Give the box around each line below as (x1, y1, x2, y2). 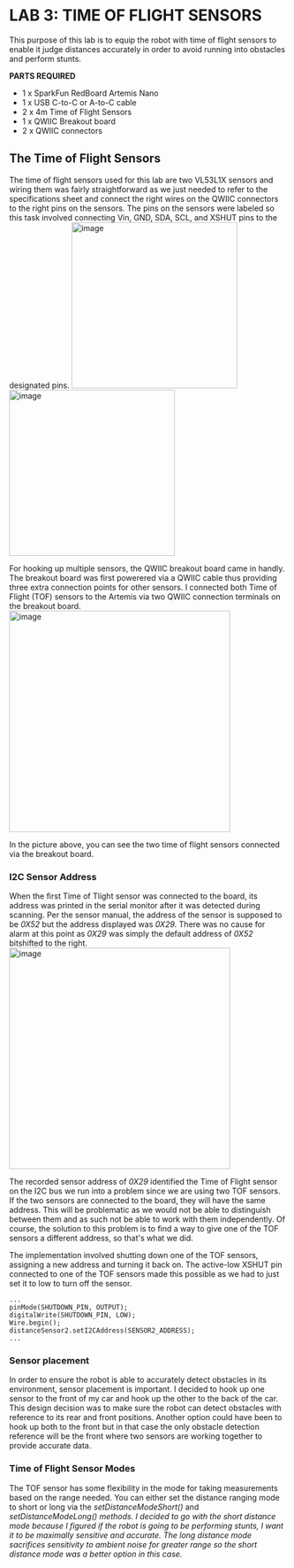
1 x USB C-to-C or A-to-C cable (21, 97, 137, 107)
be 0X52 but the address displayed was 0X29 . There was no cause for (9, 919, 266, 930)
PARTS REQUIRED (9, 70, 76, 81)
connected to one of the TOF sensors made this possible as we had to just (9, 1269, 280, 1279)
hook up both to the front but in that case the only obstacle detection (9, 1422, 260, 1433)
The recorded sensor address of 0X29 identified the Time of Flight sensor (9, 1177, 278, 1187)
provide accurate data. (9, 1441, 92, 1451)
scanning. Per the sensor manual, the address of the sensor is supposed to (9, 909, 283, 921)
